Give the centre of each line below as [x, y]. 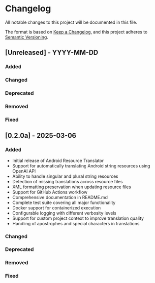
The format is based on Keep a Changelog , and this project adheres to [76, 32]
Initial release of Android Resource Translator [58, 161]
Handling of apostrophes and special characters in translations [76, 223]
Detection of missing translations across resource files [67, 181]
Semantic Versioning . [27, 37]
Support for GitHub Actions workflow [50, 192]
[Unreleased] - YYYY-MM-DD [52, 53]
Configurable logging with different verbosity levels [64, 213]
